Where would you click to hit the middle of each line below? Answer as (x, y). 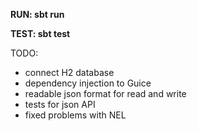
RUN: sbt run (37, 14)
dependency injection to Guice (88, 83)
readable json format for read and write (105, 93)
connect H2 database (69, 72)
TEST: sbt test (40, 33)
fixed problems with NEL (75, 115)
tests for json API (60, 104)
